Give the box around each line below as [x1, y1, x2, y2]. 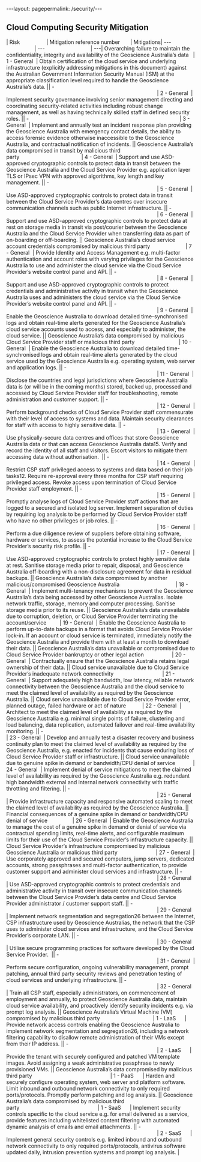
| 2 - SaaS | [157, 1129, 193, 1137]
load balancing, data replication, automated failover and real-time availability [6, 721, 195, 728]
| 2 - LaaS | [157, 1046, 192, 1053]
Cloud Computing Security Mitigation [6, 22, 149, 32]
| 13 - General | [157, 428, 195, 435]
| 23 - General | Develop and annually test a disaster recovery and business [6, 734, 194, 741]
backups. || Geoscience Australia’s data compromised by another [6, 574, 168, 581]
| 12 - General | [157, 402, 195, 409]
